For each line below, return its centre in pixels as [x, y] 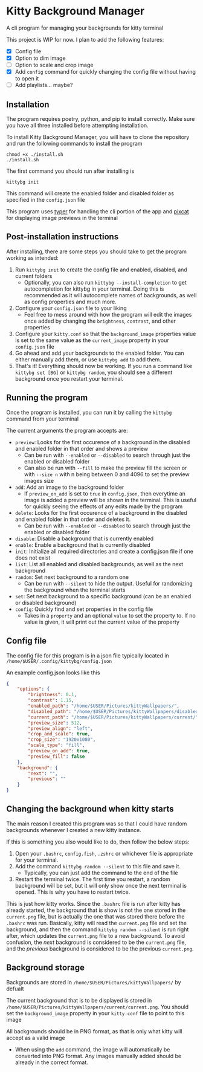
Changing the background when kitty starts [90, 809]
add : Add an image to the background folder [69, 487]
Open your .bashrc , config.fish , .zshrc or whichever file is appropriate [104, 853]
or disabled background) [46, 602]
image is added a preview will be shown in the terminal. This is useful [110, 500]
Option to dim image [40, 58]
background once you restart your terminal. [69, 378]
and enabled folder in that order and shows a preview [82, 448]
